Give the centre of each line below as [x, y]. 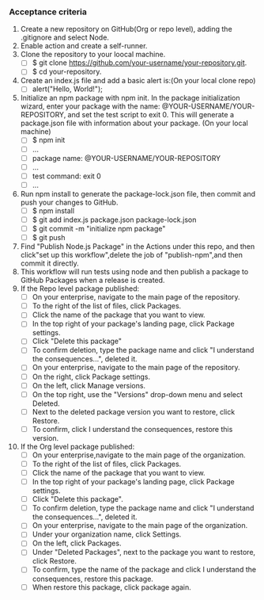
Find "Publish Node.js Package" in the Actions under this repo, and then [138, 246]
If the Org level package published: [77, 446]
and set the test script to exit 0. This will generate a [151, 115]
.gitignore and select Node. [65, 37]
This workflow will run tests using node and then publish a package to [134, 272]
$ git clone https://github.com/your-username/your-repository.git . [140, 63]
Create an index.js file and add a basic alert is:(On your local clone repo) [138, 81]
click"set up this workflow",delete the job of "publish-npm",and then [132, 255]
